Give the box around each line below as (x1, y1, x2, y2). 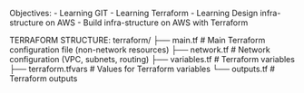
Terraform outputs (9, 73, 78, 84)
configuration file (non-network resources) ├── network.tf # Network (9, 44, 270, 55)
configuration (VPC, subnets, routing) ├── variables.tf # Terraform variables (9, 54, 295, 64)
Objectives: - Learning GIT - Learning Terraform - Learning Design (9, 8, 259, 18)
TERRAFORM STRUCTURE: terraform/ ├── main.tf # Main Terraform (9, 35, 266, 45)
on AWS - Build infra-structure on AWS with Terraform (44, 17, 249, 28)
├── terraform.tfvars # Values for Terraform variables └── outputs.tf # (9, 63, 275, 74)
